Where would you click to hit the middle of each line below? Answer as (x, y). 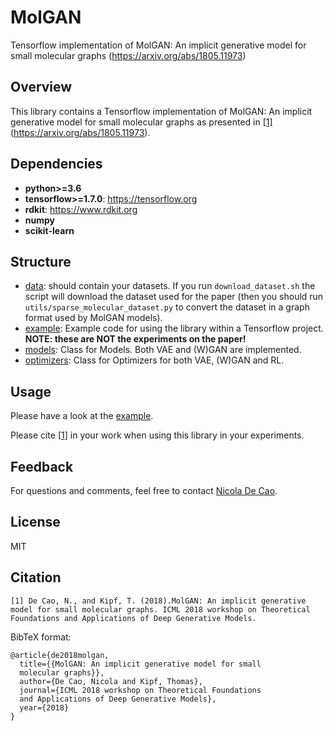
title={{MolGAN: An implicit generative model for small (140, 664)
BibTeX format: (41, 637)
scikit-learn (49, 230)
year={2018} (44, 707)
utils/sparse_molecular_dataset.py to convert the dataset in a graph (167, 307)
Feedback (42, 466)
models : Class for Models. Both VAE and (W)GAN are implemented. (163, 350)
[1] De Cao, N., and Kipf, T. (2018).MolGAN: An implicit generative (158, 601)
